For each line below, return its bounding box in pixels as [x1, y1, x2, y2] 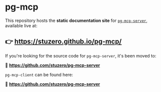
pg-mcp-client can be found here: [5, 72, 73, 77]
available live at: [5, 22, 38, 28]
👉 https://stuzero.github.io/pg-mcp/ [5, 37, 122, 46]
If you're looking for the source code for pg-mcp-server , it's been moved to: [5, 53, 157, 58]
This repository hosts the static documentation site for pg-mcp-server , [5, 18, 148, 23]
